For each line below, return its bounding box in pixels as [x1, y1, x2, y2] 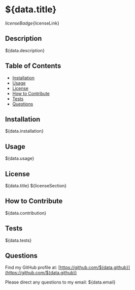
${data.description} [5, 47, 45, 53]
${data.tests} [5, 237, 32, 243]
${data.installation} [5, 128, 44, 134]
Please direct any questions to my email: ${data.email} [5, 279, 116, 285]
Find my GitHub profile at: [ [5, 264, 60, 270]
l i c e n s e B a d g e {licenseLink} [5, 20, 60, 26]
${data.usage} [5, 155, 34, 161]
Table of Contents [5, 62, 62, 70]
